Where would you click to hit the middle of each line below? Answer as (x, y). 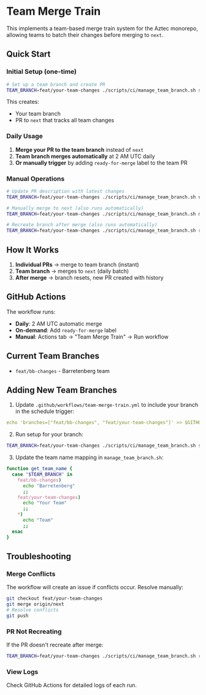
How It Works (33, 250)
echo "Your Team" (45, 503)
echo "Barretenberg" (49, 486)
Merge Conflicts (31, 574)
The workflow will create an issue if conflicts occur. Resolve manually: (95, 587)
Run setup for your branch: (49, 434)
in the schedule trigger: (45, 411)
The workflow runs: (31, 312)
